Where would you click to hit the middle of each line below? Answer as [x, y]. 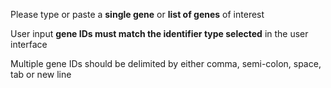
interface [29, 44]
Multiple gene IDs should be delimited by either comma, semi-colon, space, [166, 63]
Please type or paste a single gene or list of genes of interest [137, 14]
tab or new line [41, 74]
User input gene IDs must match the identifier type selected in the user [159, 33]
